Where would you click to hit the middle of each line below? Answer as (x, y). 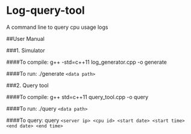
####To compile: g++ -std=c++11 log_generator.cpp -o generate (86, 62)
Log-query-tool (46, 11)
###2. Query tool (28, 85)
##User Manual (26, 38)
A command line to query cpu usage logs (57, 27)
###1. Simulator (26, 50)
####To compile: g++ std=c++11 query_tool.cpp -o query (77, 97)
